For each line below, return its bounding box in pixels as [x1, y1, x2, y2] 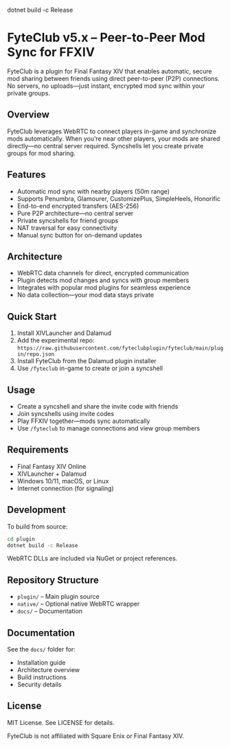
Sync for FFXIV [7, 45, 95, 60]
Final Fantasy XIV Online [16, 462, 87, 470]
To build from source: [7, 522, 68, 531]
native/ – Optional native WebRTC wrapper [16, 600, 140, 608]
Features [7, 169, 46, 181]
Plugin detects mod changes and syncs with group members [16, 276, 189, 284]
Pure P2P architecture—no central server [16, 209, 134, 217]
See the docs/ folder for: [7, 645, 76, 653]
